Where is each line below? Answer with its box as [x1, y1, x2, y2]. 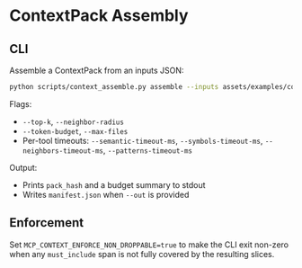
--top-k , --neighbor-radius [22, 116, 124, 127]
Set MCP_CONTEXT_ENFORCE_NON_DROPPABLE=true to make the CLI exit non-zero [9, 239, 289, 250]
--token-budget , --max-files [22, 125, 129, 136]
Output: [9, 162, 38, 173]
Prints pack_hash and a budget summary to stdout [22, 179, 206, 190]
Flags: [9, 98, 32, 109]
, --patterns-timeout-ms [102, 145, 193, 156]
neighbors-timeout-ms [22, 146, 103, 156]
